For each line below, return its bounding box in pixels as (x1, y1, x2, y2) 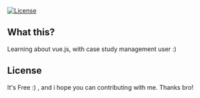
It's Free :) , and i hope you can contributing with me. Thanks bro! (7, 83, 194, 91)
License (7, 65, 42, 77)
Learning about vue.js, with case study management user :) (7, 45, 176, 53)
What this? (7, 26, 55, 38)
